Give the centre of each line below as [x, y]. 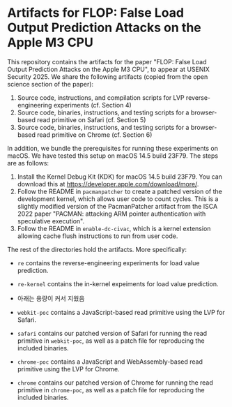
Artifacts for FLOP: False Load [96, 13]
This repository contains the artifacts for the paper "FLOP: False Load [107, 61]
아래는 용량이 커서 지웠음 [51, 298]
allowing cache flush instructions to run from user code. [98, 236]
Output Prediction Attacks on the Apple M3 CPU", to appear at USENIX [109, 69]
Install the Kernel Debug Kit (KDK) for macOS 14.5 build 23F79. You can [120, 177]
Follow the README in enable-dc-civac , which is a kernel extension [114, 228]
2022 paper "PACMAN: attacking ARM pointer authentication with [111, 214]
